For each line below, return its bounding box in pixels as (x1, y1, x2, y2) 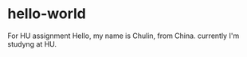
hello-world (7, 5, 87, 23)
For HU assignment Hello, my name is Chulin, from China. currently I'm (7, 31, 240, 40)
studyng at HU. (7, 39, 57, 48)
